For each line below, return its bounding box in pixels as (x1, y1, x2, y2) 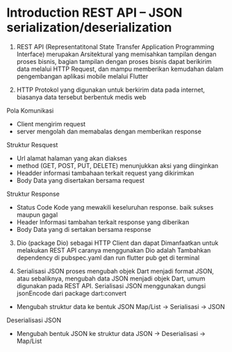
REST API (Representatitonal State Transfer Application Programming (16, 42, 215, 51)
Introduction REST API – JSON (6, 5, 183, 21)
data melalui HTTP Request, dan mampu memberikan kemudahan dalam (16, 65, 224, 73)
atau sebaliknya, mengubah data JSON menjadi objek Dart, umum (16, 274, 206, 283)
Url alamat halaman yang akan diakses (16, 154, 128, 162)
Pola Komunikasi (6, 106, 54, 115)
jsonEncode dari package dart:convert (16, 289, 126, 297)
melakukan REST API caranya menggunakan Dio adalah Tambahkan (16, 246, 211, 254)
